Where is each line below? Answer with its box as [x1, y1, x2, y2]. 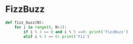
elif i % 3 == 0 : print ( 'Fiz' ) [23, 34, 90, 39]
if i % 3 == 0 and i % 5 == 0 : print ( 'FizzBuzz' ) [23, 29, 128, 34]
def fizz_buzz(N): [5, 20, 44, 25]
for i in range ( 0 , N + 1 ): [14, 24, 67, 29]
